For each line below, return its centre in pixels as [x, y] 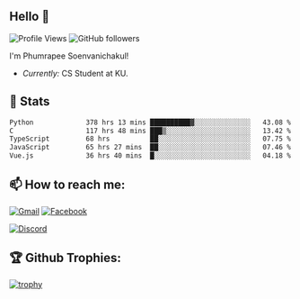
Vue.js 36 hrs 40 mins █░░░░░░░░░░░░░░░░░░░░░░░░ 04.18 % [150, 156]
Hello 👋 [30, 17]
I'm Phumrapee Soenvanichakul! [69, 56]
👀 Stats [30, 101]
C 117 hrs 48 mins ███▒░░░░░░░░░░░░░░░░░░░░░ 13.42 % [150, 131]
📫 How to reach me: [67, 185]
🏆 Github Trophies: [65, 258]
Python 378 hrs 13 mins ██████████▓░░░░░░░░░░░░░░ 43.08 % [150, 122]
